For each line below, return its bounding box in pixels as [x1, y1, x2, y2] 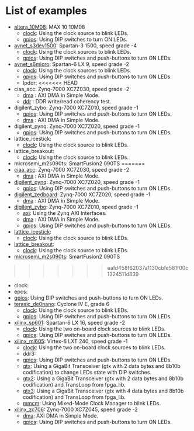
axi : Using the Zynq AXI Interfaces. [22, 209, 107, 217]
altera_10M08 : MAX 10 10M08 [13, 23, 85, 30]
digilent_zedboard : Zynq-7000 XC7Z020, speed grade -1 [13, 191, 151, 198]
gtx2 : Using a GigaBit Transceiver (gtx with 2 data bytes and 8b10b [22, 375, 184, 382]
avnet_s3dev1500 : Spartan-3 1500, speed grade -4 [13, 42, 137, 49]
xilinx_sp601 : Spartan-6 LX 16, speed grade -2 [13, 319, 125, 326]
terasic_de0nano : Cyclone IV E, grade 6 [13, 300, 109, 307]
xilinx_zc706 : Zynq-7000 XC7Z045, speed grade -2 [13, 406, 138, 413]
